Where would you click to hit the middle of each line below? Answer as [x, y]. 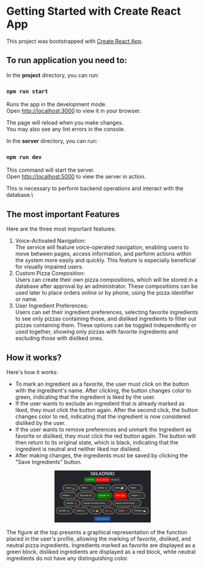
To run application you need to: [67, 60]
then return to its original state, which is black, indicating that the [97, 442]
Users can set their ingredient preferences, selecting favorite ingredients [107, 312]
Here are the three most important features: [61, 229]
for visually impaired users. [49, 267]
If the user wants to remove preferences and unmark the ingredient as [103, 429]
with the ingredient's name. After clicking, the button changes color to [103, 390]
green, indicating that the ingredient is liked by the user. [85, 397]
